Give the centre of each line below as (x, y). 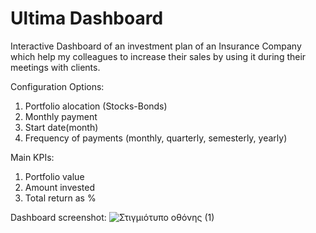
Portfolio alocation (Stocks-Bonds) (96, 106)
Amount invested (59, 187)
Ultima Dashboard (87, 18)
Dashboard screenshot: (58, 217)
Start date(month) (61, 127)
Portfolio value (54, 176)
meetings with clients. (55, 67)
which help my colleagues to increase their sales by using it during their (158, 56)
